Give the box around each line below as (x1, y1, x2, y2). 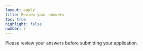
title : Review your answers (5, 12, 65, 17)
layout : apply (5, 7, 35, 13)
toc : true (5, 17, 26, 22)
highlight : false (5, 21, 42, 27)
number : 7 (5, 26, 26, 31)
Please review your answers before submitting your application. (5, 40, 138, 46)
